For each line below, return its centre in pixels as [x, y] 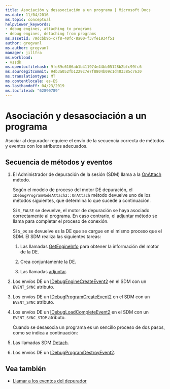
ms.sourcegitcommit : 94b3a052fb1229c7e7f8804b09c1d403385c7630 [74, 72]
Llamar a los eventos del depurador [50, 381]
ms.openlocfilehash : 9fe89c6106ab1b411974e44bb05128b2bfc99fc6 [74, 67]
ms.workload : [19, 57]
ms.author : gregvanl [27, 48]
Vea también [26, 368]
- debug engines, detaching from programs [51, 34]
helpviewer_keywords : [28, 24]
